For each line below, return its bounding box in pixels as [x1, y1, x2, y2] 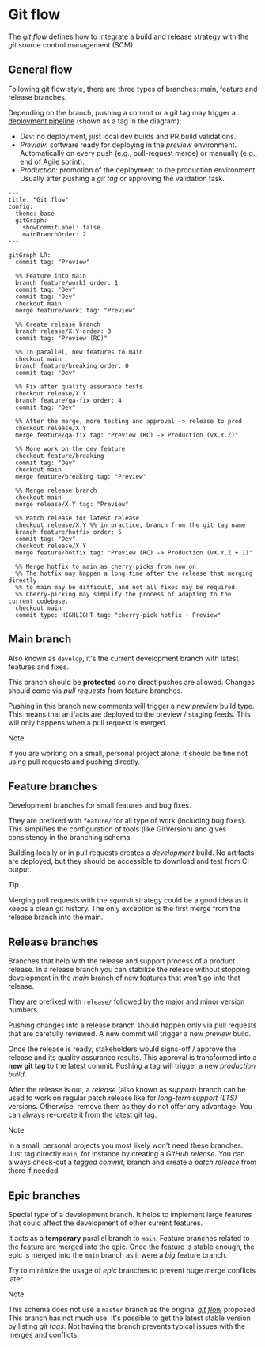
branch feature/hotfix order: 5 [15, 528, 123, 535]
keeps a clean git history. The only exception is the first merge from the [8, 904, 241, 914]
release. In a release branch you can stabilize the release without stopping [8, 965, 251, 974]
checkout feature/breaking [15, 452, 104, 460]
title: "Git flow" [8, 195, 69, 203]
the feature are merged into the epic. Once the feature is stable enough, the [8, 1242, 255, 1251]
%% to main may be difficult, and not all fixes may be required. [15, 583, 239, 591]
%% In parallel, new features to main [15, 348, 144, 356]
